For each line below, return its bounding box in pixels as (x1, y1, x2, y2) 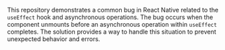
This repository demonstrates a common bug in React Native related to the (7, 6, 219, 14)
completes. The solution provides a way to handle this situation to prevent (7, 27, 217, 36)
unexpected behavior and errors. (7, 35, 100, 43)
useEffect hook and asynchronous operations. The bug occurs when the (7, 13, 213, 21)
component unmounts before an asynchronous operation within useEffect (7, 21, 217, 28)
